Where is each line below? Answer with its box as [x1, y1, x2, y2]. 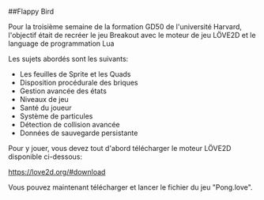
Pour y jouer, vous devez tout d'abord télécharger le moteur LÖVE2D [8, 144, 232, 153]
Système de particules [19, 111, 93, 121]
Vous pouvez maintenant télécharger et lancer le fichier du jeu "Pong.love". [8, 183, 253, 192]
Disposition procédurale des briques [19, 78, 138, 87]
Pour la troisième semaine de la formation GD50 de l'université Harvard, [8, 22, 243, 31]
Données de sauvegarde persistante [19, 128, 138, 138]
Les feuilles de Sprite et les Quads [19, 70, 132, 78]
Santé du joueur [19, 103, 73, 112]
